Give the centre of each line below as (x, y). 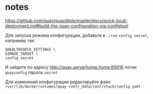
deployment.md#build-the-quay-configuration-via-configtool (67, 25)
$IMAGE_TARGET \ (22, 54)
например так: (20, 40)
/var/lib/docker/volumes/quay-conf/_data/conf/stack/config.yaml (73, 86)
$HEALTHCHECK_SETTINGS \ (30, 49)
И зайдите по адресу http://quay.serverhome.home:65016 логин (71, 67)
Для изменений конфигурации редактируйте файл (58, 82)
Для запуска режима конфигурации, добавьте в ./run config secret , (77, 35)
